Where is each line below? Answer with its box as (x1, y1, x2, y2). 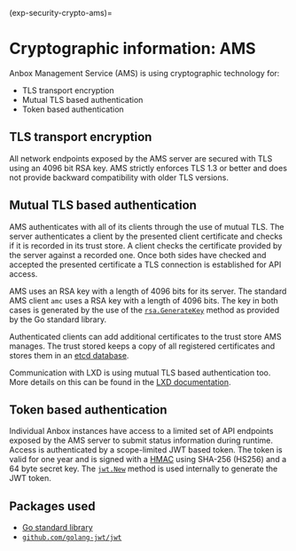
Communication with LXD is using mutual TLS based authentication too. (9, 367, 271, 378)
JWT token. (9, 473, 51, 484)
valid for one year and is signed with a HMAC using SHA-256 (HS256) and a (9, 454, 287, 465)
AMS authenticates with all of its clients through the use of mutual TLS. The (9, 221, 285, 232)
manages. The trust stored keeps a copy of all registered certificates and (9, 341, 276, 351)
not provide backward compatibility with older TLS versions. (9, 172, 229, 183)
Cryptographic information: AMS (9, 39, 256, 59)
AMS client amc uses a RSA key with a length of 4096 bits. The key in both (9, 295, 279, 305)
